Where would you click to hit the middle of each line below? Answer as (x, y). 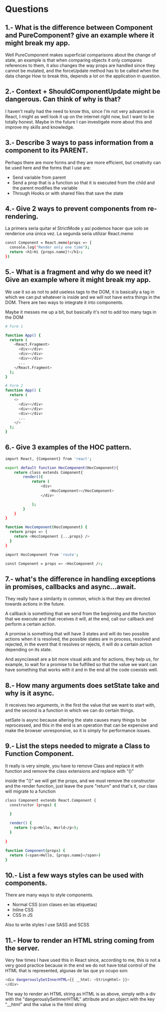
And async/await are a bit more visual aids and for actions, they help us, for (82, 659)
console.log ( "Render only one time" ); (50, 247)
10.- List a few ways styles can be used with (74, 875)
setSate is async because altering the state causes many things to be (76, 720)
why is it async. (30, 693)
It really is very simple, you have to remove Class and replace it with (74, 766)
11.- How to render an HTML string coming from (80, 940)
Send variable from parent (39, 177)
